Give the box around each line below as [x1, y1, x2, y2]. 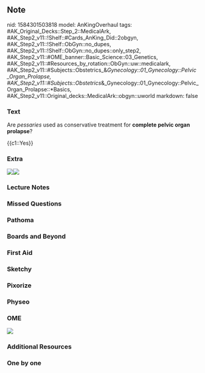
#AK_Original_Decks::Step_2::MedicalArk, [7, 27, 111, 35]
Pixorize [7, 281, 32, 290]
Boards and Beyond [7, 232, 66, 241]
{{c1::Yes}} [7, 139, 33, 147]
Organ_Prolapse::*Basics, [7, 85, 72, 93]
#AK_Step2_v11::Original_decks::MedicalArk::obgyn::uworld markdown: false [7, 92, 198, 99]
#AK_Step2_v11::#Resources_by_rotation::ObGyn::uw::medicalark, [7, 60, 171, 67]
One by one [7, 358, 42, 367]
